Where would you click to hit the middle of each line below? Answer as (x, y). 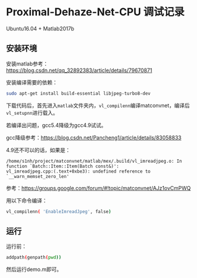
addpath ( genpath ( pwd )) (34, 258)
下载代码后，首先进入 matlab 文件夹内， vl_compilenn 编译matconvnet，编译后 (98, 105)
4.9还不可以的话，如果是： (38, 150)
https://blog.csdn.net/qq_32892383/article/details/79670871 (79, 70)
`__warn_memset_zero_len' (38, 176)
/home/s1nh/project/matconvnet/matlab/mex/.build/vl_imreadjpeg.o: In (94, 161)
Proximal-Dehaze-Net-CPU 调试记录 (95, 12)
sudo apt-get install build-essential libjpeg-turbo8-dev (78, 93)
